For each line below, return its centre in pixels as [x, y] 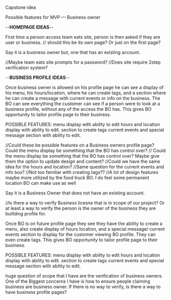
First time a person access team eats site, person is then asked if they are [83, 37]
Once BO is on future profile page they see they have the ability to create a [84, 223]
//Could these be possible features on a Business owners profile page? [80, 145]
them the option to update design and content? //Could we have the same [83, 161]
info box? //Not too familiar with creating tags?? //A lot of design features [82, 172]
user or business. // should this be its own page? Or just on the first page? [83, 42]
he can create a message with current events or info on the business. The [83, 98]
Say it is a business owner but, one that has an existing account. [73, 52]
